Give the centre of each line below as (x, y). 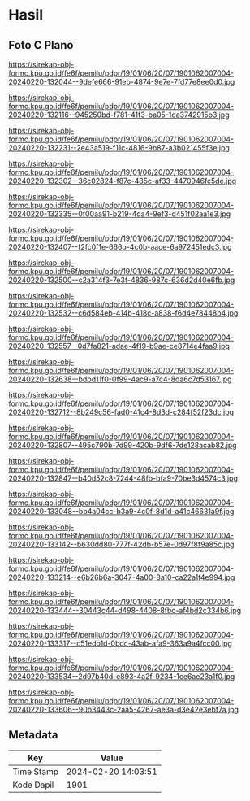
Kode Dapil (33, 785)
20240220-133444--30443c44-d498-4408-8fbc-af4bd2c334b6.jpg (125, 610)
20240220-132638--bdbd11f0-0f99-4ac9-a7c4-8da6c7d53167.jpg (120, 379)
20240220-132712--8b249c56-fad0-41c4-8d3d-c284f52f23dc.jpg (121, 412)
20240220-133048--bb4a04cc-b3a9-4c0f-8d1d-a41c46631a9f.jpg (121, 511)
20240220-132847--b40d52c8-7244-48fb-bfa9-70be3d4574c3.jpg (123, 478)
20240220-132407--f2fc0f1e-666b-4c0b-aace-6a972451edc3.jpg (120, 247)
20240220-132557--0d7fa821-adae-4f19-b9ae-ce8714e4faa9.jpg (119, 346)
